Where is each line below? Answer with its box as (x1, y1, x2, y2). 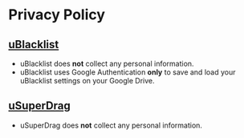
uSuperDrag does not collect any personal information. (19, 120, 203, 130)
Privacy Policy (8, 6, 106, 24)
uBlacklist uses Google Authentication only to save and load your (19, 67, 236, 77)
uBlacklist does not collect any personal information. (19, 59, 194, 68)
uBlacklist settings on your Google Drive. (19, 76, 155, 85)
